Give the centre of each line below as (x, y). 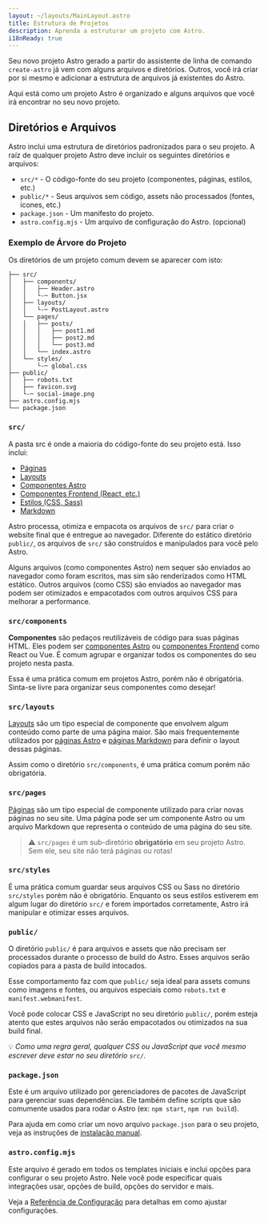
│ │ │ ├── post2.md (51, 338)
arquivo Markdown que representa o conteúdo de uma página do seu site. (130, 827)
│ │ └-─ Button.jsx (48, 296)
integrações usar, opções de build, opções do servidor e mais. (111, 1186)
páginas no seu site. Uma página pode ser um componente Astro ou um (127, 818)
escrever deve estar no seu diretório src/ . (77, 1055)
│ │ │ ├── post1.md (51, 331)
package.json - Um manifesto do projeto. (87, 213)
